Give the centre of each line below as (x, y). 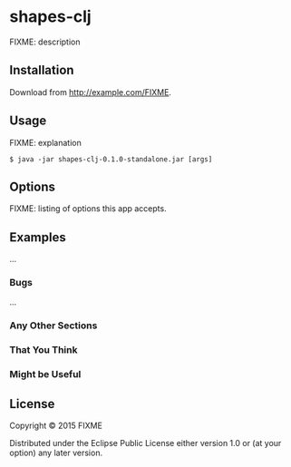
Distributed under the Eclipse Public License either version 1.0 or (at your (145, 443)
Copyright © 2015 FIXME (56, 426)
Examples (38, 237)
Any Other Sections (53, 326)
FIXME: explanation (45, 142)
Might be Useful (45, 375)
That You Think (44, 350)
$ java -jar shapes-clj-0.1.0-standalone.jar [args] (111, 159)
